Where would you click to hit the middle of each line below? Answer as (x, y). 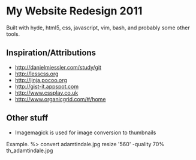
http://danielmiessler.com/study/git (58, 67)
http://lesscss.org (37, 74)
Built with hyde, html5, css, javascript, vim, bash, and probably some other (98, 28)
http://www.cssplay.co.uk (46, 93)
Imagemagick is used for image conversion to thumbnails (85, 132)
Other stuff (27, 118)
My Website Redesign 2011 (74, 11)
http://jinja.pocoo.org (41, 80)
